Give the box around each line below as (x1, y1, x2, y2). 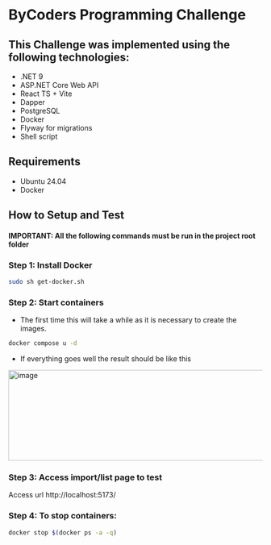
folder (8, 239, 30, 249)
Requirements (8, 155, 81, 168)
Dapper (19, 98, 46, 106)
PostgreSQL (19, 106, 60, 115)
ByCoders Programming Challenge (8, 6, 246, 24)
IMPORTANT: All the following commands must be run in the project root (8, 231, 256, 240)
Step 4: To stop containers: (8, 510, 117, 522)
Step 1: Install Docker (8, 260, 93, 271)
